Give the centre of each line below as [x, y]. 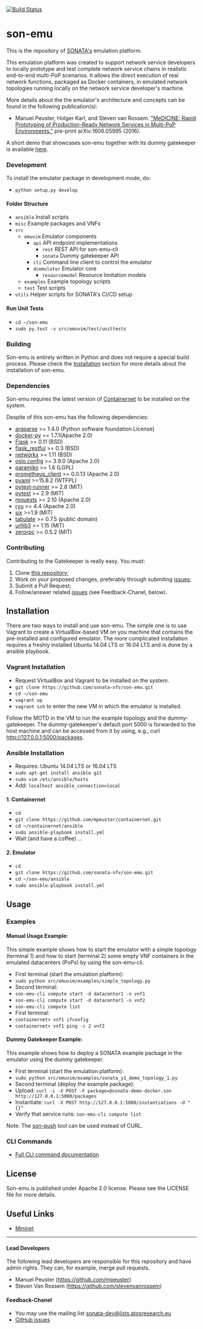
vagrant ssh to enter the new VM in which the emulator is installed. [98, 706]
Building [19, 344]
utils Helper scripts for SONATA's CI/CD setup [74, 295]
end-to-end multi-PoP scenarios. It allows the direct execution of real [92, 75]
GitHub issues [32, 1320]
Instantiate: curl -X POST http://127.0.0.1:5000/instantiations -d [100, 1102]
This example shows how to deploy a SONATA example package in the [94, 1053]
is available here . [27, 149]
